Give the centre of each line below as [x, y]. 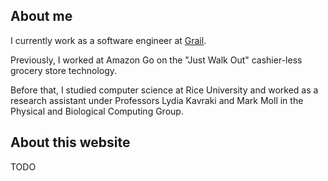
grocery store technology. [64, 70]
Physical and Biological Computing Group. [97, 111]
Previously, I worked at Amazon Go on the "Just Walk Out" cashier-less [156, 60]
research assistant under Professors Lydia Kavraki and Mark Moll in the [157, 100]
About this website [70, 142]
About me [41, 16]
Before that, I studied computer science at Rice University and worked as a [164, 90]
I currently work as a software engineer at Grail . [108, 40]
